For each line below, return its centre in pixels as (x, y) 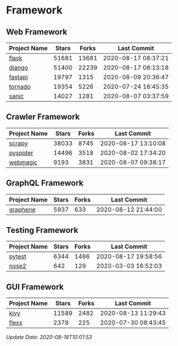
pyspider (21, 153)
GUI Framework (35, 287)
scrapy (18, 143)
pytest (18, 256)
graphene (23, 210)
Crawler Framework (43, 117)
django (18, 68)
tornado (20, 87)
